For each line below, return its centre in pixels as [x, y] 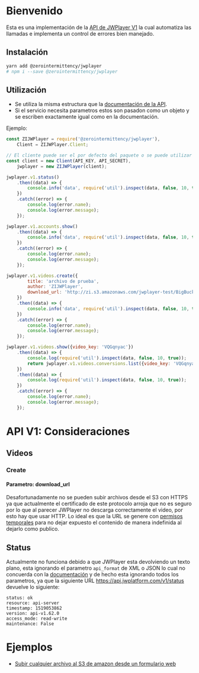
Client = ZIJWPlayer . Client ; [53, 145]
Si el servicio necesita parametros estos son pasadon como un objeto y [102, 110]
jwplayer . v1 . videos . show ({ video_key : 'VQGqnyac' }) [70, 347]
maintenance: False [30, 624]
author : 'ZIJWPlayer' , [55, 287]
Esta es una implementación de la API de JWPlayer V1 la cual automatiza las [99, 27]
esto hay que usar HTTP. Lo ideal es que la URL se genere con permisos [94, 516]
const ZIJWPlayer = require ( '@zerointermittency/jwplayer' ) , [83, 139]
